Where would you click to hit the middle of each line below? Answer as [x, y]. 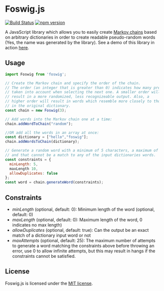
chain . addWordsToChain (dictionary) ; [42, 142]
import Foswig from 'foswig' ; [36, 74]
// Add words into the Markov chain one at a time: [59, 119]
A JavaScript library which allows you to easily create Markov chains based [81, 32]
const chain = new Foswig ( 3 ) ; [36, 110]
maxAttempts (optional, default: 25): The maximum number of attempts [84, 240]
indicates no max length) [37, 225]
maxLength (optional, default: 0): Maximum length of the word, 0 [77, 220]
